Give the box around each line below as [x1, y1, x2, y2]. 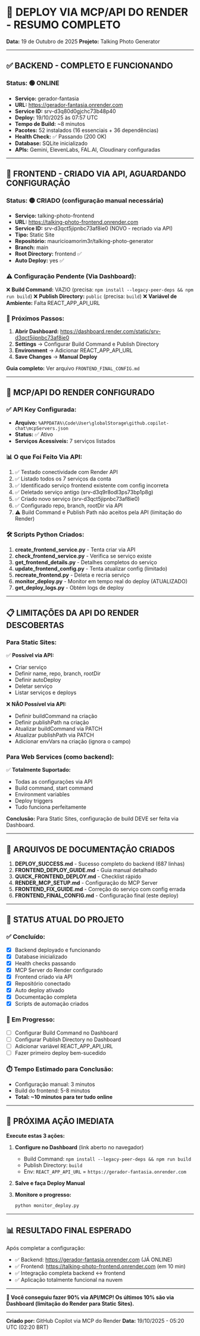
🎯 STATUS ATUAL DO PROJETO [6, 915, 124, 925]
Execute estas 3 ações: [6, 1132, 65, 1139]
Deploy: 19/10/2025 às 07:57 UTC [14, 113, 98, 121]
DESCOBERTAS [6, 620, 64, 630]
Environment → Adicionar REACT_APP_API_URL [14, 346, 133, 354]
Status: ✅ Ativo [14, 430, 54, 438]
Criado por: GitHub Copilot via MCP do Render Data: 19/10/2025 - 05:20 [6, 1317, 185, 1324]
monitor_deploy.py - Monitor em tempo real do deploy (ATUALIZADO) [14, 578, 188, 585]
